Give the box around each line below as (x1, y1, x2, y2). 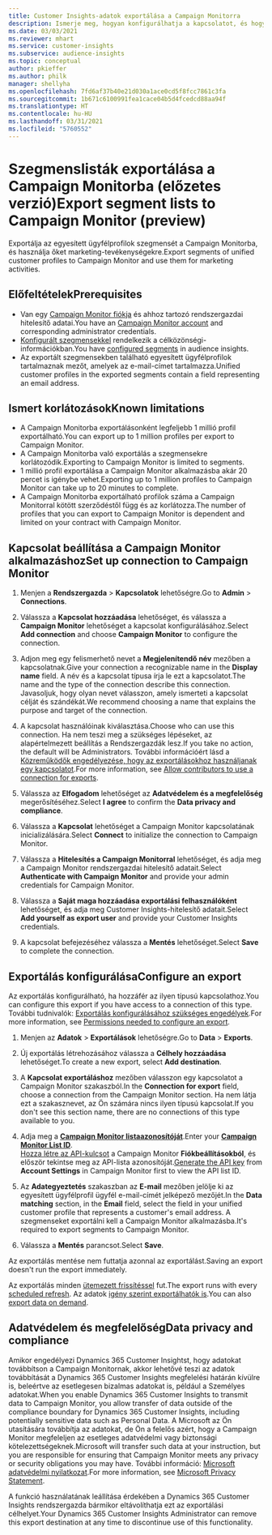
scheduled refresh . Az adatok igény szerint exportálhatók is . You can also (8, 1289, 252, 1298)
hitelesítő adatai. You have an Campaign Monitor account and (19, 318, 223, 327)
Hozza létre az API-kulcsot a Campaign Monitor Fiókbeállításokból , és (19, 1148, 257, 1158)
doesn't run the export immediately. (8, 1264, 127, 1274)
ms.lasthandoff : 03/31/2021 (8, 118, 104, 126)
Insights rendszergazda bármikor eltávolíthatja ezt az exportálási (8, 1500, 224, 1510)
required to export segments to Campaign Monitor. (19, 1225, 189, 1234)
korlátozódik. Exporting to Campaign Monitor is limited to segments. (19, 457, 245, 467)
